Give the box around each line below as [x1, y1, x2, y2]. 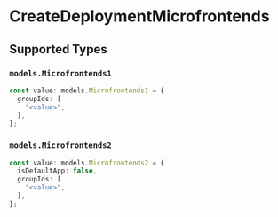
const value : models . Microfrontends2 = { [9, 158, 165, 167]
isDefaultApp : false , [17, 166, 98, 175]
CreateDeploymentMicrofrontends [9, 6, 270, 27]
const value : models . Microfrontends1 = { [9, 86, 165, 95]
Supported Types [9, 42, 108, 57]
